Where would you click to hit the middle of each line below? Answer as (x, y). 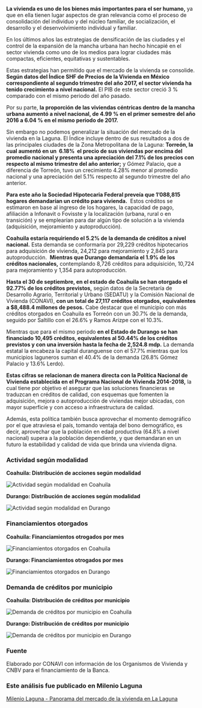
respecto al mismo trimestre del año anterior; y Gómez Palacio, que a (94, 164)
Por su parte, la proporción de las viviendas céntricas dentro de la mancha (101, 107)
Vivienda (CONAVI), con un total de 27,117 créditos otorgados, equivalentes (101, 301)
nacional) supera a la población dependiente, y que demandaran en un (94, 438)
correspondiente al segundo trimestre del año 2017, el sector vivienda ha (99, 83)
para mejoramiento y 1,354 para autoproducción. (67, 270)
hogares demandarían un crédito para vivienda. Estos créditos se (90, 201)
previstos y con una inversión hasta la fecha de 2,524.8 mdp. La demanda (100, 344)
